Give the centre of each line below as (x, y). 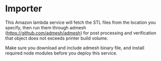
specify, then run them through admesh (46, 27)
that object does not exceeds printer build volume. (57, 38)
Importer (24, 9)
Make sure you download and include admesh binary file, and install (75, 48)
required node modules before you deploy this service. (61, 53)
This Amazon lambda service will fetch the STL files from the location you (80, 22)
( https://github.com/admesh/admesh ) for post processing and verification (81, 33)
